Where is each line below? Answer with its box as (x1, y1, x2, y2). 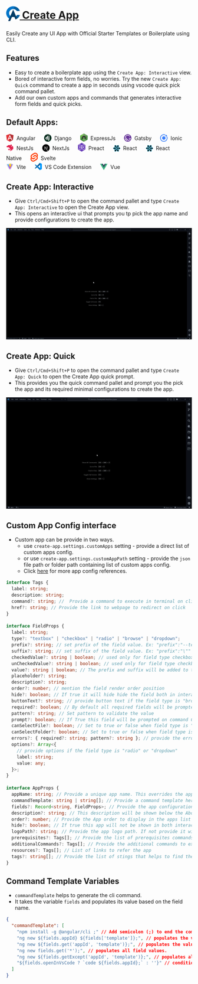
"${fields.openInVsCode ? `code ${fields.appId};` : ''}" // (16, 960, 170, 966)
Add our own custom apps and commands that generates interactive (14, 94, 181, 101)
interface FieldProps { (6, 623, 65, 629)
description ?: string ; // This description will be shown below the (11, 810, 183, 816)
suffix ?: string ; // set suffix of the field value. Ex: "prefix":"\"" (11, 648, 192, 654)
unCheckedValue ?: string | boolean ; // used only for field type (11, 661, 176, 666)
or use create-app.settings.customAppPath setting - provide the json (23, 555, 190, 562)
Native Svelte (6, 154, 56, 162)
